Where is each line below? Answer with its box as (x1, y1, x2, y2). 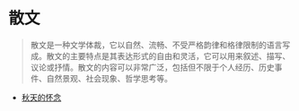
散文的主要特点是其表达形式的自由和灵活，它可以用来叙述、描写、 (46, 50, 291, 61)
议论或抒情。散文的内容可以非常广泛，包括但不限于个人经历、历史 (30, 62, 275, 73)
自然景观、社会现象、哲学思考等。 (46, 73, 172, 83)
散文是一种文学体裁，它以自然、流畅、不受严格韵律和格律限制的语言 (30, 39, 283, 50)
